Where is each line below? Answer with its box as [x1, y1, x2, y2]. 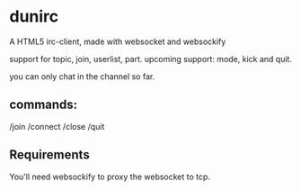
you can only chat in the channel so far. [9, 70, 155, 82]
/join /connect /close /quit [9, 121, 105, 132]
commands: [9, 97, 78, 113]
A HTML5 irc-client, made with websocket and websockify [9, 36, 226, 47]
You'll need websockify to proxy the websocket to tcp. [9, 171, 211, 182]
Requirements [9, 147, 90, 163]
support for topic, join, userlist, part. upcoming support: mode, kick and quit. [9, 53, 292, 64]
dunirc [9, 6, 59, 27]
